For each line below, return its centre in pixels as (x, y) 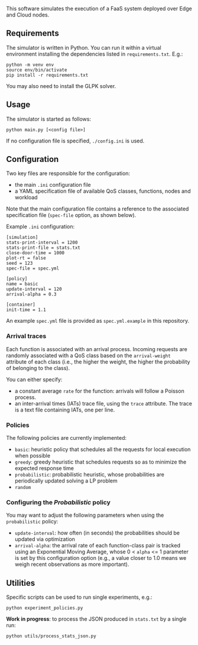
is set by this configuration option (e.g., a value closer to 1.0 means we (100, 558)
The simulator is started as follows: (49, 119)
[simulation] (22, 238)
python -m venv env (30, 64)
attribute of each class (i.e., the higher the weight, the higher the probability (98, 362)
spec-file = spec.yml (33, 268)
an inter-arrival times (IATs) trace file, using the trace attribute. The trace (103, 403)
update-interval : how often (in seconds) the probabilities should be (97, 533)
